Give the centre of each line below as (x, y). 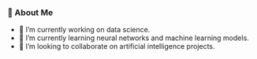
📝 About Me (30, 13)
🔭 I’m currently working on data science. (84, 30)
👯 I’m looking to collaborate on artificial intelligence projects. (117, 46)
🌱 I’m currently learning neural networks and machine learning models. (134, 38)
